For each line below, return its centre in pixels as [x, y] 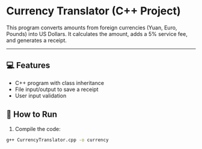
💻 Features [28, 66]
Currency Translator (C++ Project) [94, 11]
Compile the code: [38, 129]
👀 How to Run [32, 115]
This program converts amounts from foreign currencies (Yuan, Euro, [92, 28]
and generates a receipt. [37, 40]
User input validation [41, 95]
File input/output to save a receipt [57, 89]
